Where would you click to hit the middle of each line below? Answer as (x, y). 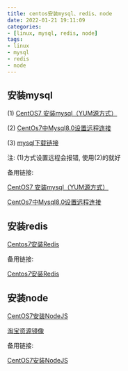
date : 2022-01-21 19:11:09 (46, 20)
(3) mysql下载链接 (33, 143)
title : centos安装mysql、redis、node (60, 14)
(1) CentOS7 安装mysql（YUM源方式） (62, 113)
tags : (15, 40)
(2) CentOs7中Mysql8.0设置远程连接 (59, 128)
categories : (24, 26)
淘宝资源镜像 (25, 331)
